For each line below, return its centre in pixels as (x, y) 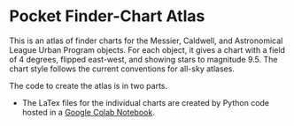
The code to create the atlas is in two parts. (89, 85)
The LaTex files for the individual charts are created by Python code (146, 102)
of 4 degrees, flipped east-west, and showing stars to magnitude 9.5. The (143, 59)
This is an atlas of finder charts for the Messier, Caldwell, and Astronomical (146, 41)
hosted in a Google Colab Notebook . (88, 112)
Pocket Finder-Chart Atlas (107, 16)
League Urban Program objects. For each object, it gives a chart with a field (147, 49)
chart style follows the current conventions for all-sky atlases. (122, 69)
